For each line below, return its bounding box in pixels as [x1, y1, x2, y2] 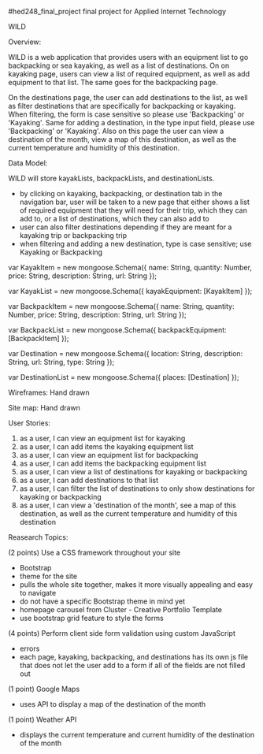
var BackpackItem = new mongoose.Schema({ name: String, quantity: [8, 302, 235, 310]
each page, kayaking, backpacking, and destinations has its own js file [19, 652, 249, 661]
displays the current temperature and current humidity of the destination [19, 730, 254, 739]
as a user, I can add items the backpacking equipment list [19, 459, 207, 468]
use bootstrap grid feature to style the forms [19, 614, 164, 622]
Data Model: [8, 158, 48, 168]
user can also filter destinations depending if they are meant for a [19, 222, 232, 232]
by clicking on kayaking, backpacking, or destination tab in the [19, 189, 223, 198]
